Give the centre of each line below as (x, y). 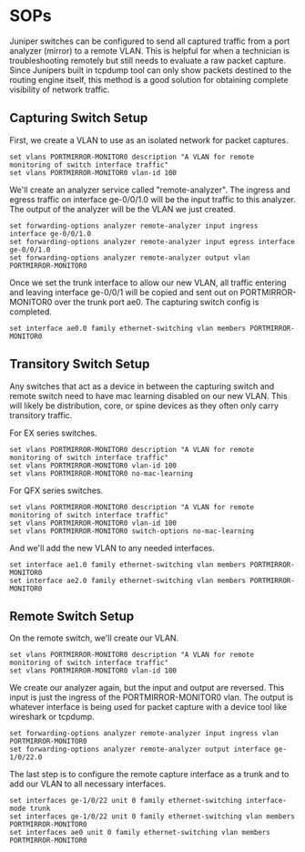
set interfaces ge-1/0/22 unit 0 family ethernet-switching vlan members (152, 816)
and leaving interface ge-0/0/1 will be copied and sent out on (124, 292)
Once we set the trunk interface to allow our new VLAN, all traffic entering (148, 282)
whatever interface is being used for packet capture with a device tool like (148, 707)
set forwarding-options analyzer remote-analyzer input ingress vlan (144, 734)
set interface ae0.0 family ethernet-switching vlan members (128, 328)
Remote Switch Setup (72, 616)
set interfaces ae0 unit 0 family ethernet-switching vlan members (140, 833)
